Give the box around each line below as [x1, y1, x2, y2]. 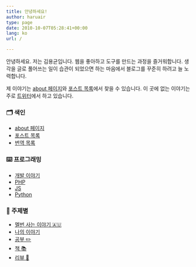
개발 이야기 [14, 171, 40, 179]
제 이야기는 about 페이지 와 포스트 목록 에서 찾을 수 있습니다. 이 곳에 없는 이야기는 [6, 85, 191, 92]
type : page [6, 19, 33, 25]
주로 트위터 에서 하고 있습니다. [6, 92, 74, 99]
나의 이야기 [14, 228, 40, 235]
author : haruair [6, 14, 46, 20]
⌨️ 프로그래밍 [6, 156, 42, 164]
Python [14, 191, 32, 198]
